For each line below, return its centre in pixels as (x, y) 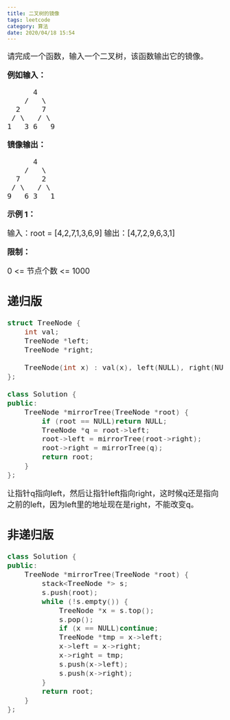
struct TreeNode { (44, 323)
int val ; (42, 332)
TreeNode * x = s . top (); (106, 610)
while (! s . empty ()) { (85, 601)
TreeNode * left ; (57, 341)
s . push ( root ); (70, 592)
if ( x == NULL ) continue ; (109, 628)
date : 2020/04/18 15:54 (41, 33)
